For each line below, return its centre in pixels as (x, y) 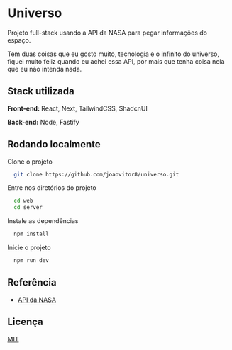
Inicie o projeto (29, 248)
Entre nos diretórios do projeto (52, 188)
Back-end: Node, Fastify (43, 122)
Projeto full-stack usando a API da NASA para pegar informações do (107, 33)
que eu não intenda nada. (45, 69)
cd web (23, 201)
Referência (32, 282)
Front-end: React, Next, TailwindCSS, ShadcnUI (77, 108)
